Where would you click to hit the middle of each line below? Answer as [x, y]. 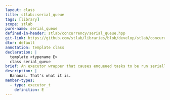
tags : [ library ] [22, 19]
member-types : [20, 80]
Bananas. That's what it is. [40, 76]
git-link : [16, 38]
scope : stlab [19, 24]
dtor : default [20, 43]
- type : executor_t [30, 85]
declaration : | [21, 52]
